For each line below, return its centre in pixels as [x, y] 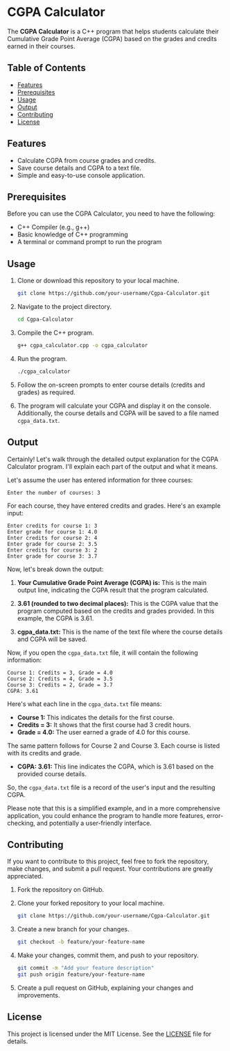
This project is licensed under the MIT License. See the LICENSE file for [109, 1034]
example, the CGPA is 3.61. [55, 618]
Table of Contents [47, 68]
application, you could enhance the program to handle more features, [106, 815]
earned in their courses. [41, 46]
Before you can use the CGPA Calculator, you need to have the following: [111, 214]
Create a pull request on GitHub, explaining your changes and [105, 988]
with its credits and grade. [44, 753]
